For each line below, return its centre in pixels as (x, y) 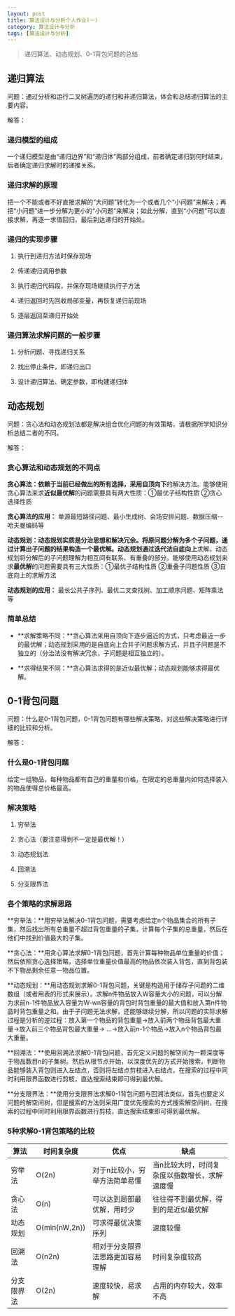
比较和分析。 (38, 728)
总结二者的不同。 (38, 433)
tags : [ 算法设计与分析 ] (38, 33)
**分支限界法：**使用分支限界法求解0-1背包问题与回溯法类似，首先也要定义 (116, 1094)
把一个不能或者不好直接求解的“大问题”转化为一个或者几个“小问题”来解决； (114, 202)
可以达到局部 (113, 1199)
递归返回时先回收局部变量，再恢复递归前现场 (82, 300)
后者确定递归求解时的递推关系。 (53, 165)
